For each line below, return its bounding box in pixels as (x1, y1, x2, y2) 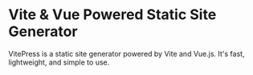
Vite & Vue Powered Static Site (8, 6, 217, 24)
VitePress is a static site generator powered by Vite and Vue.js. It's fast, (8, 49, 245, 58)
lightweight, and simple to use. (8, 57, 110, 67)
